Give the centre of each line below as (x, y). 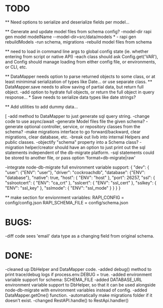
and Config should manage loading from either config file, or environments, (81, 62)
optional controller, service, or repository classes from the (82, 126)
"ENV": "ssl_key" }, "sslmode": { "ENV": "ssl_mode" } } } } (63, 188)
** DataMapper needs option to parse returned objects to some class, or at (80, 76)
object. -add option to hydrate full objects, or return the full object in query (80, 92)
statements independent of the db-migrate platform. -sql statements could (80, 153)
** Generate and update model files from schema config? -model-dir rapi (78, 31)
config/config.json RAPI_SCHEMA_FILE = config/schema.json (67, 202)
